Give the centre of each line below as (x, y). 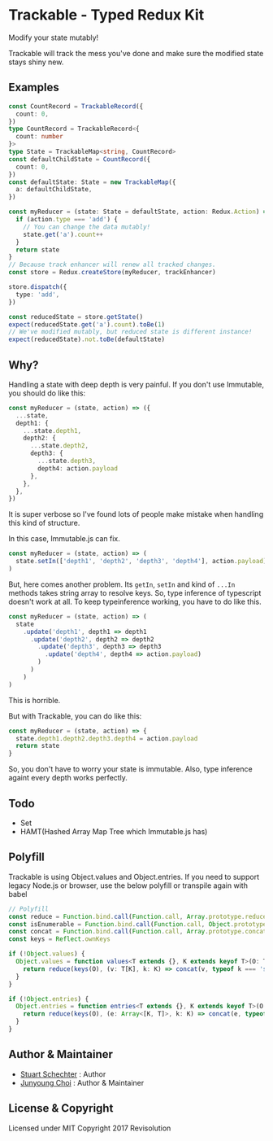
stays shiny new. (36, 62)
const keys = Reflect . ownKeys (60, 939)
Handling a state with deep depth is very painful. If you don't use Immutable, (136, 384)
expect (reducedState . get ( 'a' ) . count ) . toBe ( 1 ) (87, 324)
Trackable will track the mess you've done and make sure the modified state (136, 53)
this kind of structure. (44, 523)
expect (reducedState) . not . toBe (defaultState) (87, 339)
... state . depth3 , (67, 461)
